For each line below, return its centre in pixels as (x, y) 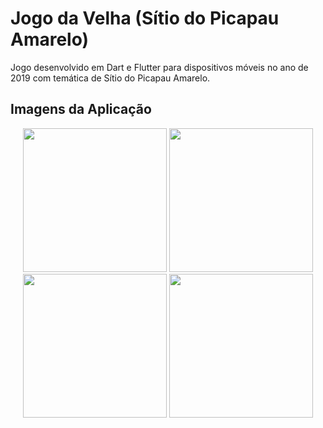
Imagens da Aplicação (81, 109)
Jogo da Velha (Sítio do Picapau (145, 18)
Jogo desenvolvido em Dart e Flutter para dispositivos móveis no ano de (159, 67)
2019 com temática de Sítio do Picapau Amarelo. (110, 78)
